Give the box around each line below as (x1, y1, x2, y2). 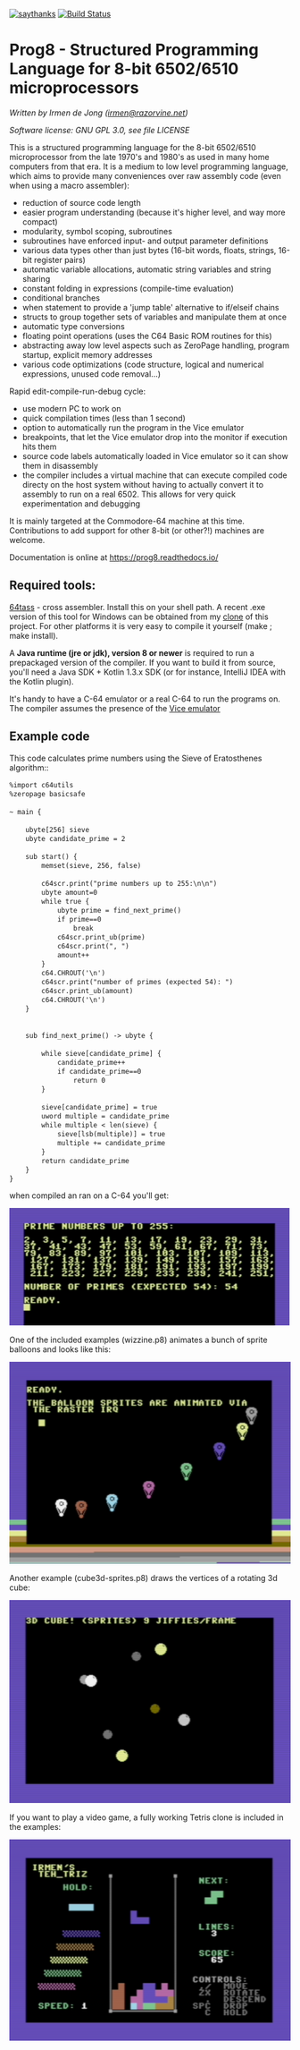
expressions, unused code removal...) (21, 368, 162, 379)
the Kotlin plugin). (9, 676, 74, 686)
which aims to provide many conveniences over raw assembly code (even (9, 170, 281, 181)
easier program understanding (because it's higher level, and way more (21, 207, 286, 217)
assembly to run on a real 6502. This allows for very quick (21, 489, 237, 499)
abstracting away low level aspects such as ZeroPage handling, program (21, 340, 290, 351)
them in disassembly (21, 460, 98, 471)
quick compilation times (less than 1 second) (21, 413, 186, 423)
